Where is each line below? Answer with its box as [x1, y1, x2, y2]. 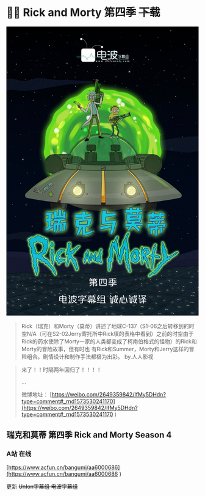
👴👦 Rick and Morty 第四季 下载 [6, 5, 160, 20]
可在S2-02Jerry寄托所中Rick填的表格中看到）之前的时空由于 [41, 330, 194, 337]
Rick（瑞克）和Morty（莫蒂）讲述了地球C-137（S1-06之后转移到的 [21, 322, 189, 330]
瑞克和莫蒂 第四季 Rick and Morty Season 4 [6, 430, 172, 440]
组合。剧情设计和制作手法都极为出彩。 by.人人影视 [26, 352, 154, 360]
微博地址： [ [21, 390, 52, 398]
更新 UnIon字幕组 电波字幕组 [6, 483, 78, 491]
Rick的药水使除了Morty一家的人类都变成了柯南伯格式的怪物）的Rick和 [21, 337, 197, 345]
